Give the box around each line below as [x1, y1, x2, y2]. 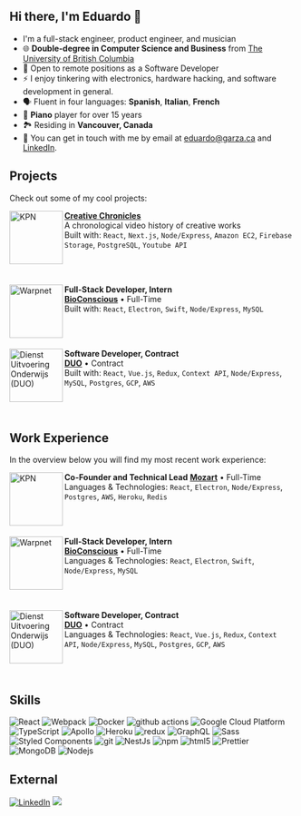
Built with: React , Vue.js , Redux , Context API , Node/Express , [64, 367, 283, 378]
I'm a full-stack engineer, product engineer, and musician [22, 33, 237, 44]
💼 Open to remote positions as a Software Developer [22, 63, 219, 74]
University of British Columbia [22, 53, 134, 64]
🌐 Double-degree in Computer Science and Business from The [22, 43, 263, 54]
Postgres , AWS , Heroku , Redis [64, 491, 168, 502]
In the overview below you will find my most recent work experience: [9, 455, 267, 466]
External [9, 772, 58, 787]
